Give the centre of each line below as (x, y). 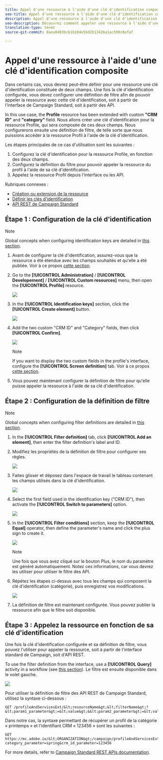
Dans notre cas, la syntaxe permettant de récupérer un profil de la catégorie (81, 721)
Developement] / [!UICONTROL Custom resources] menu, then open (82, 280)
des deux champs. (31, 159)
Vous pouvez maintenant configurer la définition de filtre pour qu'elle (81, 380)
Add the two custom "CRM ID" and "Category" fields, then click (75, 327)
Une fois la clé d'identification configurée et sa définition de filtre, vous (76, 645)
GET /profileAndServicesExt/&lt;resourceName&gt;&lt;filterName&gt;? (77, 707)
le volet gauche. (21, 675)
